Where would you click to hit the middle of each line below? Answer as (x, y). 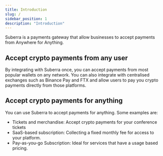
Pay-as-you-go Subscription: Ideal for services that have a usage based (85, 143)
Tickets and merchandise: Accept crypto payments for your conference (84, 122)
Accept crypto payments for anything (64, 101)
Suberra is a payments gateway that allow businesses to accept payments (80, 37)
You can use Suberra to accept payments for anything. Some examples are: (81, 112)
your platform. (27, 137)
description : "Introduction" (35, 23)
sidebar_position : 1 (26, 19)
